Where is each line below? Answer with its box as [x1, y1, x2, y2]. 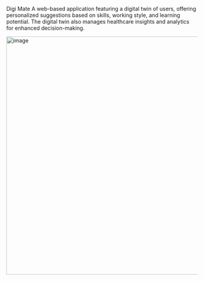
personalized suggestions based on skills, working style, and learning [6, 12, 180, 19]
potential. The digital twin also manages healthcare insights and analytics [6, 18, 190, 25]
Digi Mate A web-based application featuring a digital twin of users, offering [6, 5, 196, 12]
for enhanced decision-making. [6, 24, 85, 31]
